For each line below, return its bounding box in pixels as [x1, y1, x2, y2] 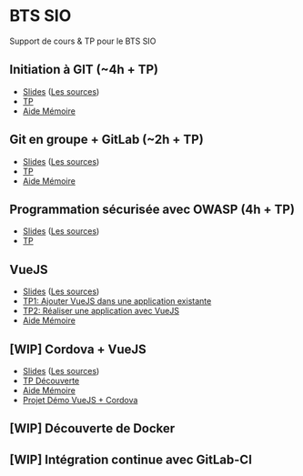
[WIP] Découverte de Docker [9, 420, 176, 437]
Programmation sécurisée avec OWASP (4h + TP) [9, 201, 296, 217]
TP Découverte [22, 375, 80, 386]
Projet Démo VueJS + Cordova [22, 395, 138, 405]
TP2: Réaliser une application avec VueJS [22, 306, 180, 317]
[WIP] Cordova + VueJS [9, 341, 147, 357]
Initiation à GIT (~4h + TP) [9, 62, 159, 77]
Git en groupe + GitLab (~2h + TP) [9, 132, 205, 147]
